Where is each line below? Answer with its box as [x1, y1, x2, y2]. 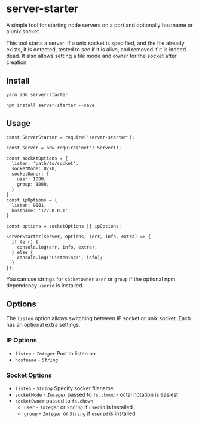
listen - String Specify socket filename [14, 384, 114, 391]
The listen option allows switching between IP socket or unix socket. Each [6, 315, 191, 322]
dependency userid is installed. [6, 281, 84, 289]
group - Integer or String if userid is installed [23, 410, 136, 417]
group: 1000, [17, 181, 50, 187]
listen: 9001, [11, 202, 47, 208]
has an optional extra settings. [6, 321, 81, 329]
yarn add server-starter [6, 91, 68, 97]
